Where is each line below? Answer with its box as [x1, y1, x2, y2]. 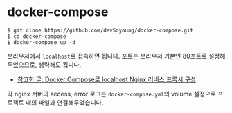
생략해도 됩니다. [38, 60, 82, 69]
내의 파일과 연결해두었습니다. [25, 98, 104, 107]
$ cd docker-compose [7, 32, 67, 40]
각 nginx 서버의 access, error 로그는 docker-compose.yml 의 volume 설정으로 [7, 90, 217, 98]
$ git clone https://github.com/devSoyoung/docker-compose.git [7, 27, 194, 34]
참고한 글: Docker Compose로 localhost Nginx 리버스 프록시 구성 [17, 75, 196, 83]
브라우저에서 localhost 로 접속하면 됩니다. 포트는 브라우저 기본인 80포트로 [7, 52, 208, 60]
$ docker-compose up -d [7, 39, 76, 45]
